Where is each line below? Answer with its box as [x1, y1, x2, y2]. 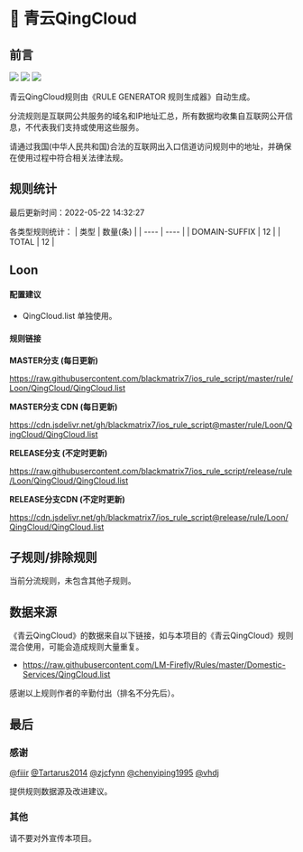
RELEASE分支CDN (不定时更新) [9, 493, 126, 504]
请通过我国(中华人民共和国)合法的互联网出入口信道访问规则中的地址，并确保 [9, 141, 292, 152]
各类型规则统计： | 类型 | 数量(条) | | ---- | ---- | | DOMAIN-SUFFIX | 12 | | [9, 226, 281, 237]
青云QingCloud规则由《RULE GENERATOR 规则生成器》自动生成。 [9, 91, 255, 102]
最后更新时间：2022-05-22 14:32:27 [9, 207, 145, 218]
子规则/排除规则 [9, 550, 97, 565]
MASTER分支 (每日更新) [9, 354, 99, 366]
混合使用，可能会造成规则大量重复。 [9, 641, 144, 652]
